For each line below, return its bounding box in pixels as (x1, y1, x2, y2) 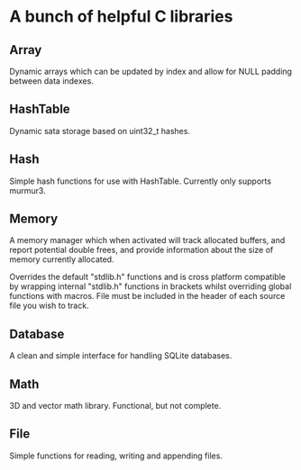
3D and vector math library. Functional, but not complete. (9, 401, 222, 411)
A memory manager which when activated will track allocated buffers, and (9, 235, 286, 246)
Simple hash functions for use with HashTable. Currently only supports (9, 176, 272, 186)
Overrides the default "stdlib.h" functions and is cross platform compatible (9, 272, 287, 283)
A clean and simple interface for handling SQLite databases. (9, 350, 233, 361)
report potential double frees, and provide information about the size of (9, 245, 274, 256)
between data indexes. (9, 76, 95, 86)
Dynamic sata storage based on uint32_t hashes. (9, 125, 191, 136)
